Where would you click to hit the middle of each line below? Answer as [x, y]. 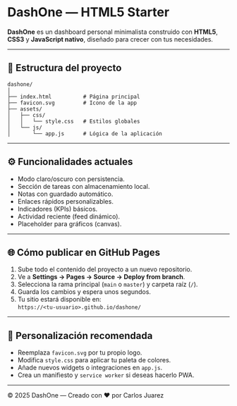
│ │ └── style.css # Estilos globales [74, 121]
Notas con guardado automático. [65, 194]
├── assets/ [25, 109]
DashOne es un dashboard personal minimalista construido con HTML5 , [113, 32]
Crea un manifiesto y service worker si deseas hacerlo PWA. [106, 375]
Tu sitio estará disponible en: [59, 300]
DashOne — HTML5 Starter [89, 12]
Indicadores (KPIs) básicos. [57, 209]
